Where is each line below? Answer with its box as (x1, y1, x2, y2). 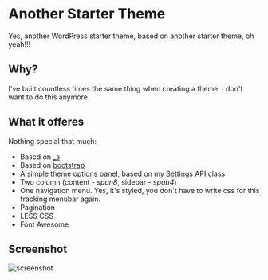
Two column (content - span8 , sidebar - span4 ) (19, 177, 177, 187)
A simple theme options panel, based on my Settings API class (19, 169, 226, 178)
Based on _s (19, 152, 61, 161)
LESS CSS (19, 211, 54, 220)
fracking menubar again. (19, 194, 101, 204)
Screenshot (8, 242, 68, 255)
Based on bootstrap (19, 160, 85, 169)
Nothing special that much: (8, 136, 97, 146)
